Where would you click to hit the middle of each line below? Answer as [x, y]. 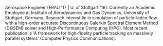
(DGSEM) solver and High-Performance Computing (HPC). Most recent [76, 28]
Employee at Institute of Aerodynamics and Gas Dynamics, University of [77, 13]
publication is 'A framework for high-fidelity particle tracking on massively [79, 33]
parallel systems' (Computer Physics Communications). [61, 38]
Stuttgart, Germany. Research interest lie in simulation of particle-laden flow [81, 18]
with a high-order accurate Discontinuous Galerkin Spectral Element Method [81, 23]
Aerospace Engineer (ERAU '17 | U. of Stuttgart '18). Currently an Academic [80, 8]
